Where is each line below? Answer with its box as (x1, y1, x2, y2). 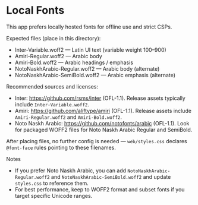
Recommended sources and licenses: (6, 83, 98, 90)
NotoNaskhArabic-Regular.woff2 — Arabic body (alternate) (14, 65, 160, 72)
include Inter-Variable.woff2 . (14, 100, 90, 108)
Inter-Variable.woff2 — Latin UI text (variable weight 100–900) (14, 46, 166, 53)
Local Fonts (6, 4, 65, 17)
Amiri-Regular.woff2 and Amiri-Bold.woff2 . (14, 113, 122, 121)
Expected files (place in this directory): (6, 34, 101, 42)
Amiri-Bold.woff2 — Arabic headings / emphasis (14, 59, 134, 66)
